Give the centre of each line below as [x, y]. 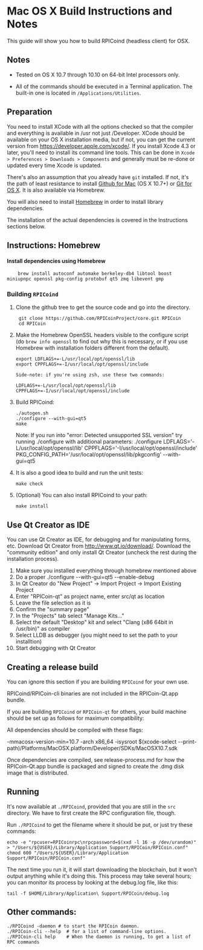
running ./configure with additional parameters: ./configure [89, 442]
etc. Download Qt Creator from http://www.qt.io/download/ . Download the [99, 546]
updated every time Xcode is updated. [54, 165]
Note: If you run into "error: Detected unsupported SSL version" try [99, 435]
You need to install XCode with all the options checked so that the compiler [100, 126]
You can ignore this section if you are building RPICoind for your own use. [98, 682]
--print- [187, 742]
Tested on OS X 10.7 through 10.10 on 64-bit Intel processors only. [98, 75]
